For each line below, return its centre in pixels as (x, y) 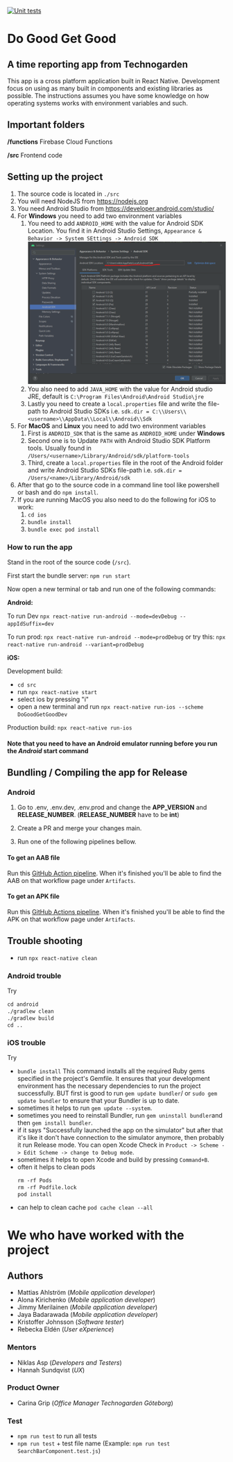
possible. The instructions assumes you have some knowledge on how (108, 96)
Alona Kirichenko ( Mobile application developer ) (86, 1300)
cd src (27, 685)
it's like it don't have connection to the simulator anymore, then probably (121, 1138)
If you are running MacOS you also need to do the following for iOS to (116, 499)
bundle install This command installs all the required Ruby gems (111, 1071)
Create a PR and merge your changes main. (79, 828)
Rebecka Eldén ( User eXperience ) (66, 1329)
